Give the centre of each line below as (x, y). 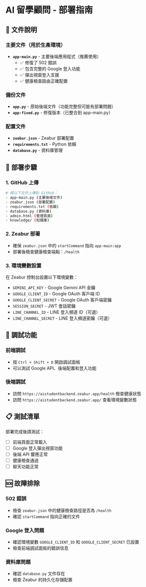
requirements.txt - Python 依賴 (44, 144)
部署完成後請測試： (25, 432)
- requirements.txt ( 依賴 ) (32, 206)
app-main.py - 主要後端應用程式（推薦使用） (57, 56)
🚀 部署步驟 (21, 167)
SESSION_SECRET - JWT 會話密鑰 (44, 306)
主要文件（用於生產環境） (36, 45)
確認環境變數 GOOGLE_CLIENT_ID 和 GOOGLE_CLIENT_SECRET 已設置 (76, 542)
